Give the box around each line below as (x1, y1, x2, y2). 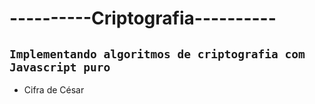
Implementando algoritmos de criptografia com (9, 47, 306, 61)
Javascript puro (9, 60, 111, 74)
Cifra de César (23, 84, 85, 96)
